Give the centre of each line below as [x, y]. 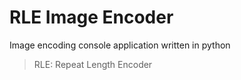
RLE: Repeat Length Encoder [93, 64]
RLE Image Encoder [91, 17]
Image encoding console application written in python [120, 45]
